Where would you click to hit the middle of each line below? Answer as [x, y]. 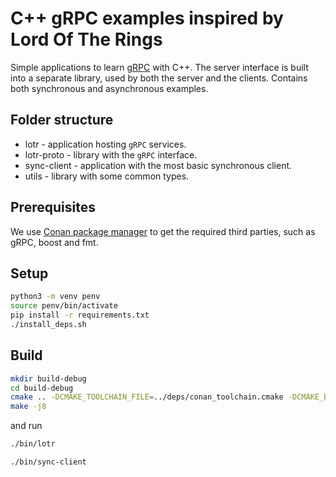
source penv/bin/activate [64, 306]
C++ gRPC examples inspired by [147, 18]
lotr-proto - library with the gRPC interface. [111, 154]
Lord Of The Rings [86, 39]
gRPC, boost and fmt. [54, 242]
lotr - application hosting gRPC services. [105, 144]
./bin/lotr [33, 444]
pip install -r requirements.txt [80, 315]
